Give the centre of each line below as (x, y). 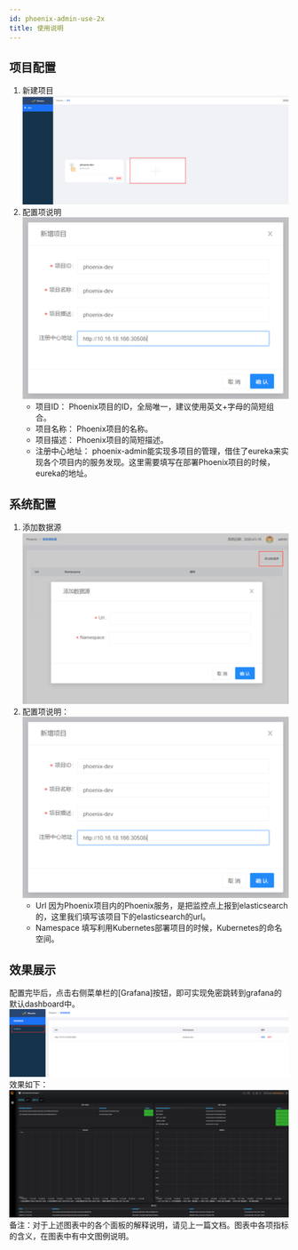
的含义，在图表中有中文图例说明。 (71, 1236)
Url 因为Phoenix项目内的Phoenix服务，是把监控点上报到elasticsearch (161, 906)
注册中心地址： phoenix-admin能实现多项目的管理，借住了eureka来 (158, 451)
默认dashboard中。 (44, 1004)
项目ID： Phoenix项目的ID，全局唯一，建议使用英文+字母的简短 (151, 407)
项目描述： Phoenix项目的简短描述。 (102, 440)
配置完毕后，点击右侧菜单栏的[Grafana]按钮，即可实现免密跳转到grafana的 (145, 993)
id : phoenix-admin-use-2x (57, 19)
